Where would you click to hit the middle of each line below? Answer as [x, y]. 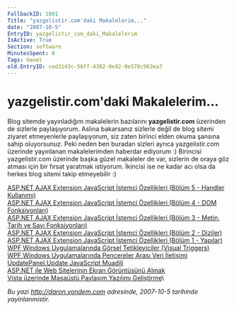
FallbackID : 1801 [33, 14]
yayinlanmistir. [29, 299]
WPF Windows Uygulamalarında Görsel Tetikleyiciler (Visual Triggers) [108, 248]
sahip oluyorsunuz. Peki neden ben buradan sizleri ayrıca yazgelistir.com [113, 144]
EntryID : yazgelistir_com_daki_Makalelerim [72, 34]
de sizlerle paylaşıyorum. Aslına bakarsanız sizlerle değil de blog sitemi [111, 129]
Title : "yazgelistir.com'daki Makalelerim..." [77, 21]
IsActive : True [30, 40]
